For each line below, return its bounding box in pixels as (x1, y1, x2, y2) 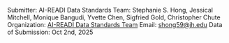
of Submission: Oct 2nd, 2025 (7, 28, 94, 36)
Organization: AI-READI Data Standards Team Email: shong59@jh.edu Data (7, 21, 223, 28)
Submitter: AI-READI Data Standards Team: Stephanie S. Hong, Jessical (7, 6, 213, 14)
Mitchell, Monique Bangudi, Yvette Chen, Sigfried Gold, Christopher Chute (7, 13, 221, 21)
